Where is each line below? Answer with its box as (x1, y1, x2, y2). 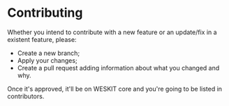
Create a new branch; (17, 49, 80, 57)
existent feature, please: (7, 35, 77, 43)
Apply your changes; (17, 56, 78, 64)
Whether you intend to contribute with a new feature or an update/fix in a (7, 28, 218, 36)
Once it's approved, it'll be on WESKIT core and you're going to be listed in (7, 84, 222, 93)
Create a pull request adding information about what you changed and (17, 63, 220, 72)
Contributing (7, 5, 83, 21)
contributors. (7, 92, 45, 100)
